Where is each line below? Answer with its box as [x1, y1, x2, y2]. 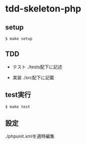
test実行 [5, 91, 31, 99]
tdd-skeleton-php [5, 3, 81, 15]
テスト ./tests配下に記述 [12, 64, 62, 70]
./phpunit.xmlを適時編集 [5, 133, 55, 139]
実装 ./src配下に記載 [12, 74, 54, 80]
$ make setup [5, 36, 33, 41]
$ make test [5, 104, 30, 109]
